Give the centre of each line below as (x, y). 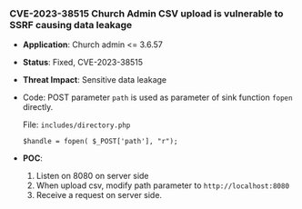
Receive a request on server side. (99, 195)
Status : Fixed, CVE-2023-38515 (83, 63)
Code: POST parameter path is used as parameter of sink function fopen (157, 97)
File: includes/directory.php (76, 124)
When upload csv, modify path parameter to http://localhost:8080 (162, 185)
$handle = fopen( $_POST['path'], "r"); (100, 142)
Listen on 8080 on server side (92, 176)
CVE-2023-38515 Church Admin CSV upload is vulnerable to (146, 14)
